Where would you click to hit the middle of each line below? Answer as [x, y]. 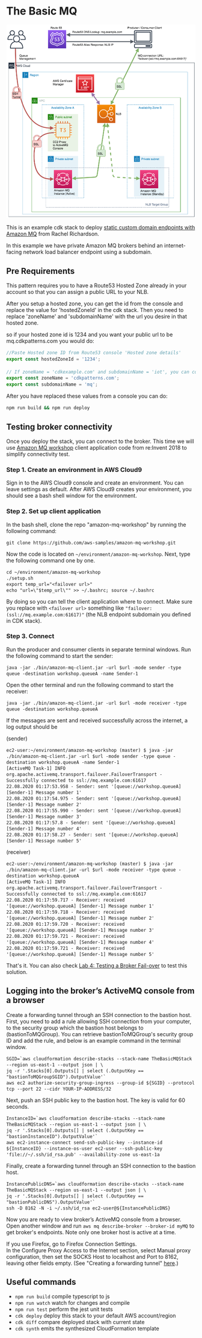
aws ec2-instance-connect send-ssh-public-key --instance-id [84, 1142]
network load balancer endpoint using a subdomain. [87, 252]
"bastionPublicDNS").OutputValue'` [51, 1202]
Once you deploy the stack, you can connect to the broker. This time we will [100, 441]
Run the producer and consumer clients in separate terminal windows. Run [99, 649]
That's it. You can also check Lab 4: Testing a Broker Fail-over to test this [97, 965]
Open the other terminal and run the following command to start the [90, 685]
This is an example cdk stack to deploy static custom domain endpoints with [101, 228]
